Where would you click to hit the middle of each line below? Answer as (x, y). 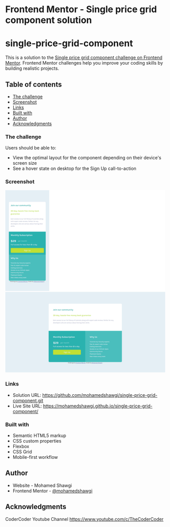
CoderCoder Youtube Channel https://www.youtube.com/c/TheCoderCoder (84, 519)
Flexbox (21, 447)
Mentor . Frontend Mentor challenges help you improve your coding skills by (84, 63)
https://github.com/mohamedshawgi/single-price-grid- (100, 395)
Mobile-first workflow (35, 457)
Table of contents (33, 84)
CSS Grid (22, 452)
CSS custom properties (37, 441)
